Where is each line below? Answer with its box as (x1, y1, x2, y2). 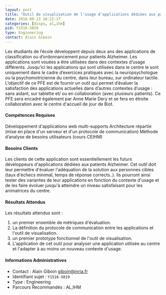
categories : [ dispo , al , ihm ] (5, 21, 65, 26)
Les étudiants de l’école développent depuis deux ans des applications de (5, 48, 156, 54)
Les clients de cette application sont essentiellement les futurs (5, 156, 132, 162)
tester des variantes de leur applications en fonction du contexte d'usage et (5, 177, 160, 183)
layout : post (5, 7, 32, 12)
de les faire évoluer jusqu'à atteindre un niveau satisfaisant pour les (5, 183, 143, 189)
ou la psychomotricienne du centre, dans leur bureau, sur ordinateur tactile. (5, 75, 159, 81)
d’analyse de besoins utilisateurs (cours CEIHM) (5, 134, 103, 140)
